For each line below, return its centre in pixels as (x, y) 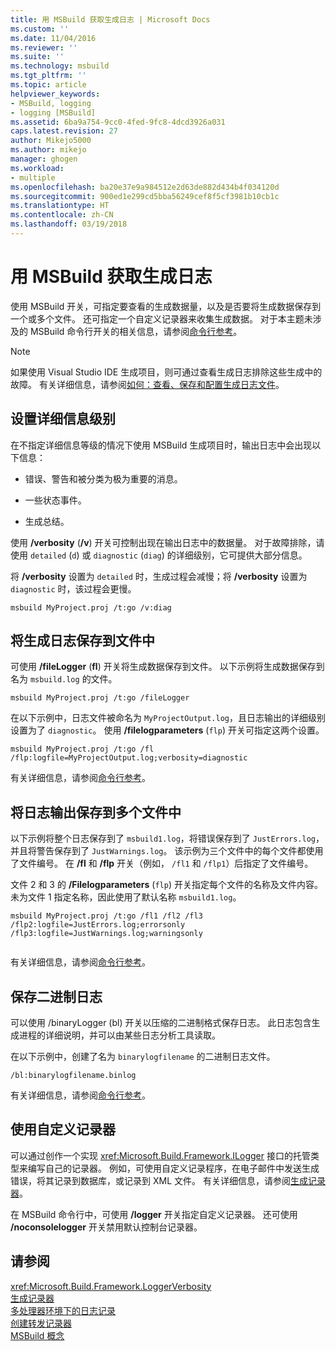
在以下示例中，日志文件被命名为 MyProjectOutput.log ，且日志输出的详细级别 (168, 718)
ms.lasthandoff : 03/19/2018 (69, 224)
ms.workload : (37, 168)
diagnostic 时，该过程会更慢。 (73, 588)
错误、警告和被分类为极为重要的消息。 (103, 478)
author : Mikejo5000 (51, 141)
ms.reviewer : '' (44, 47)
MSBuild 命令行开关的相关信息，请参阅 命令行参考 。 (136, 331)
